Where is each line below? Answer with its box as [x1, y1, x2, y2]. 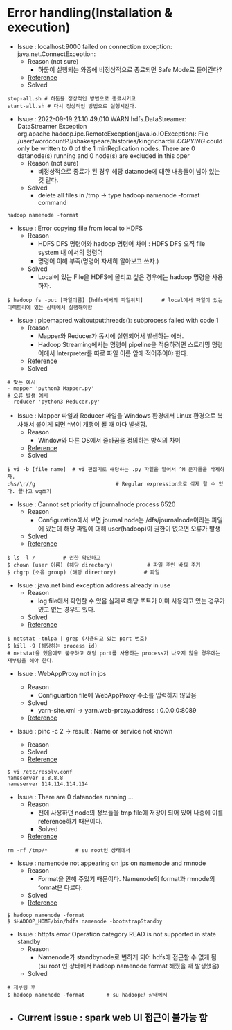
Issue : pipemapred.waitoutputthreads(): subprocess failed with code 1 [17, 316, 219, 324]
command [37, 198, 67, 206]
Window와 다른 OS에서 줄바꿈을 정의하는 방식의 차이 [37, 436, 181, 444]
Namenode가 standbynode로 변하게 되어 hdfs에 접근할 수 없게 [37, 952, 210, 961]
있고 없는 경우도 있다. [37, 605, 96, 614]
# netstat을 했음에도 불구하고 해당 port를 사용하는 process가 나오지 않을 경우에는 [7, 650, 221, 657]
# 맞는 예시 [7, 379, 36, 386]
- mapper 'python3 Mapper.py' [7, 384, 95, 392]
